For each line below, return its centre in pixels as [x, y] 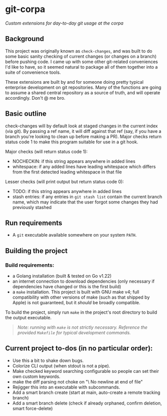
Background [24, 39]
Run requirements [34, 223]
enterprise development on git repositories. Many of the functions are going [83, 87]
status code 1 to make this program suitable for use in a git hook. [72, 142]
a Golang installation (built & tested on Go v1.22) [62, 276]
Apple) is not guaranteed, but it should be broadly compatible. [76, 303]
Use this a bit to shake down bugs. [48, 360]
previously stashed [32, 207]
